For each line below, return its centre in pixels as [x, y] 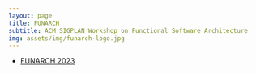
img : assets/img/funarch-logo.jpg [67, 38]
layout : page [30, 16]
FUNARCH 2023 [47, 61]
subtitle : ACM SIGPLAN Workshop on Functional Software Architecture [128, 30]
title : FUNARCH [34, 23]
